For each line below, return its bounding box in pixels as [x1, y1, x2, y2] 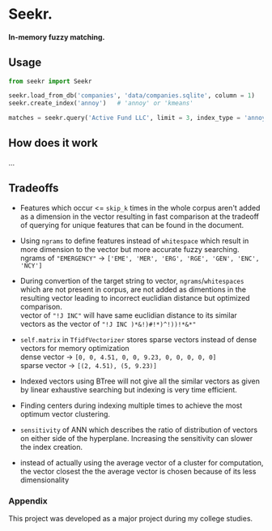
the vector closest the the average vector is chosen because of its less [19, 466, 257, 476]
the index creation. [19, 442, 83, 452]
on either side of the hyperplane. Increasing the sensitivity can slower [19, 433, 253, 443]
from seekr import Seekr [8, 77, 92, 85]
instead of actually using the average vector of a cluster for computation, [19, 457, 264, 467]
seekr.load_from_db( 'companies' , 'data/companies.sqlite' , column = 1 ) [8, 92, 255, 100]
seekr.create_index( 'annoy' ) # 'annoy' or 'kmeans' [8, 99, 194, 108]
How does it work [8, 136, 99, 150]
